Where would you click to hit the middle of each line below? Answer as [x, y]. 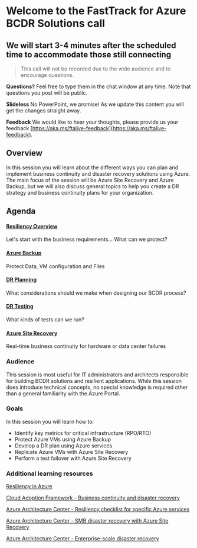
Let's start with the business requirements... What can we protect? [87, 239]
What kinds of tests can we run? [45, 320]
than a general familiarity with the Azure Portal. [63, 393]
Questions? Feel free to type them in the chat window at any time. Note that [98, 86]
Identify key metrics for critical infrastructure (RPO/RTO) [83, 433]
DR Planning [22, 280]
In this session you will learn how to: [50, 421]
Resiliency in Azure [29, 486]
